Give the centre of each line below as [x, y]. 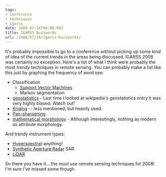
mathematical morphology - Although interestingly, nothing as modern [84, 119]
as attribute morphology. [38, 124]
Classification [26, 82]
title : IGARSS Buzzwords [31, 33]
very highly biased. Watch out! [43, 103]
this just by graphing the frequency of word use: [54, 72]
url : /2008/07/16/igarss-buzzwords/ [43, 38]
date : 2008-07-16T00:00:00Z [34, 28]
